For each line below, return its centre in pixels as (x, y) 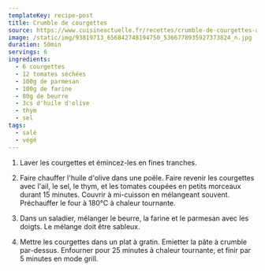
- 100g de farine (44, 89)
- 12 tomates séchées (51, 74)
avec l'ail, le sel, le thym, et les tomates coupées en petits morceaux (130, 186)
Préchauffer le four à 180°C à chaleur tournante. (97, 202)
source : (21, 30)
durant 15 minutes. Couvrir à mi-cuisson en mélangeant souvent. (125, 195)
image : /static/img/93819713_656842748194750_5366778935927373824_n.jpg (130, 37)
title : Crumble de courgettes (58, 23)
